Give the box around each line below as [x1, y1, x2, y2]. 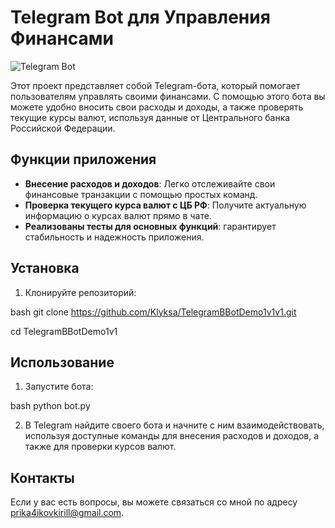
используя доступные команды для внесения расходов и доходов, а [24, 430, 320, 442]
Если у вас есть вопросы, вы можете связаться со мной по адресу [10, 496, 298, 508]
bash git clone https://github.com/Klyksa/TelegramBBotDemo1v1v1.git [10, 306, 297, 318]
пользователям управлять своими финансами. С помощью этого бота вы [10, 90, 326, 102]
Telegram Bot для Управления [10, 6, 271, 29]
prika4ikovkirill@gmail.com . [10, 507, 125, 519]
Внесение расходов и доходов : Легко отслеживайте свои [24, 177, 276, 190]
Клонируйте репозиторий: [24, 286, 137, 298]
